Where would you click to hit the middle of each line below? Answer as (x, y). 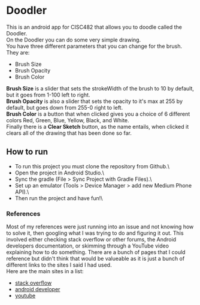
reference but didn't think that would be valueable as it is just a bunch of (96, 259)
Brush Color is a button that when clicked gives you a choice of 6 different (98, 114)
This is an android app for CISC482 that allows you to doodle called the (94, 27)
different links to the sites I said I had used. (59, 265)
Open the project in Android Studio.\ (60, 173)
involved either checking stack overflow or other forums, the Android (91, 240)
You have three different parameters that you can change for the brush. (94, 46)
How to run (27, 152)
